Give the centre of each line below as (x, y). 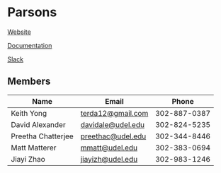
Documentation (30, 45)
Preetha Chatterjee (42, 136)
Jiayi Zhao (28, 159)
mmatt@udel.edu (109, 148)
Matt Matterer (34, 148)
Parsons (32, 12)
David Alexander (38, 124)
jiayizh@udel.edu (109, 159)
